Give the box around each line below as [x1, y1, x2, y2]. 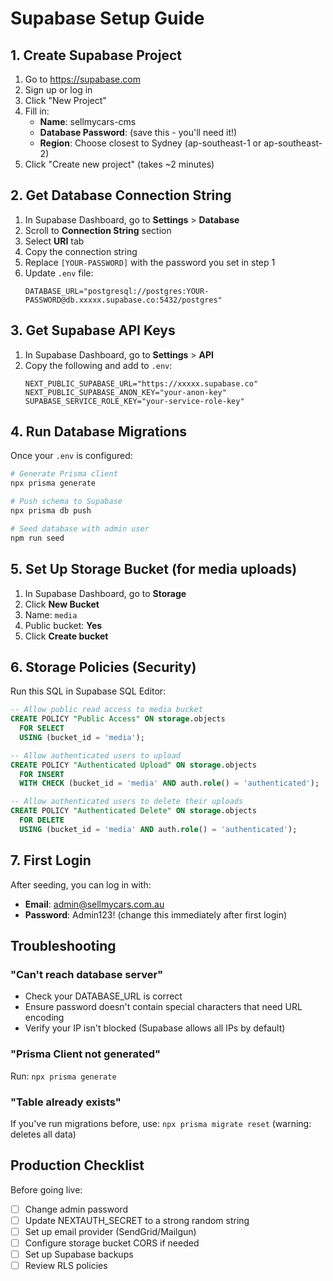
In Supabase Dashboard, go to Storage [24, 587, 187, 599]
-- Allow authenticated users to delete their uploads [10, 797, 244, 807]
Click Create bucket [24, 630, 109, 642]
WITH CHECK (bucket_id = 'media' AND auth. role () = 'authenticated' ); [19, 778, 320, 789]
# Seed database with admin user [10, 523, 150, 534]
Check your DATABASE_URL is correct [24, 990, 183, 1002]
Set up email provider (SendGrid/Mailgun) [24, 1225, 197, 1237]
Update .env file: [24, 267, 94, 279]
